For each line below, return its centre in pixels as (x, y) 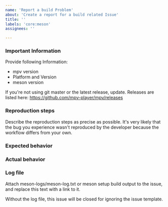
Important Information (33, 51)
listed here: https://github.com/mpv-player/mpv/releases (64, 98)
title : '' (16, 19)
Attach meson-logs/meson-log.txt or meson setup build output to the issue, (84, 184)
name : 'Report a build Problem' (39, 10)
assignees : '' (20, 29)
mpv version (26, 72)
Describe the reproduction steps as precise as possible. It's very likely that (83, 121)
